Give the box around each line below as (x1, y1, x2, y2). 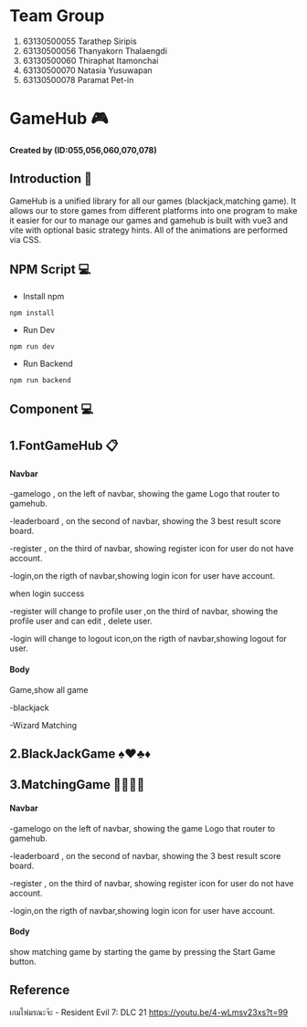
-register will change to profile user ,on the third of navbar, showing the (9, 606, 279, 617)
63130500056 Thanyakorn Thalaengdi (22, 45, 167, 56)
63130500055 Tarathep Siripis (22, 36, 137, 47)
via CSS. (9, 234, 42, 245)
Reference (9, 982, 70, 998)
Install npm (22, 290, 65, 301)
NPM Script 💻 (9, 262, 91, 278)
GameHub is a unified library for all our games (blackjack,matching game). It (9, 195, 297, 206)
